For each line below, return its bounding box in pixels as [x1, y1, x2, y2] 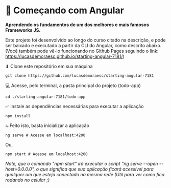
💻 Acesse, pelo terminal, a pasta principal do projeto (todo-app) [5, 82, 141, 89]
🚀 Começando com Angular [5, 5, 124, 16]
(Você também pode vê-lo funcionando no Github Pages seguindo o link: [5, 48, 159, 54]
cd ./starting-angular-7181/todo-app [5, 94, 86, 99]
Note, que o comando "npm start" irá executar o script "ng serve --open [5, 160, 158, 166]
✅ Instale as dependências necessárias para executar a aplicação [5, 103, 144, 109]
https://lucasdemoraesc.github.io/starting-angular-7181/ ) [5, 53, 125, 59]
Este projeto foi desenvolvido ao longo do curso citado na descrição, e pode [5, 37, 166, 43]
